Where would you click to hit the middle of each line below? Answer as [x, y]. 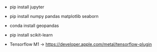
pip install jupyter [27, 7]
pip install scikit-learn [31, 35]
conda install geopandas [34, 26]
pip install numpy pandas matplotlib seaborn [54, 16]
